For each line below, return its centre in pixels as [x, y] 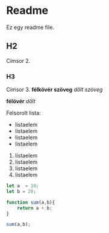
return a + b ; [35, 208]
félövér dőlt [21, 101]
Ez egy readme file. [30, 27]
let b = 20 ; [21, 191]
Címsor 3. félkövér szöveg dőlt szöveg [54, 90]
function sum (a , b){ [31, 202]
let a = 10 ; [23, 186]
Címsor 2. [18, 60]
